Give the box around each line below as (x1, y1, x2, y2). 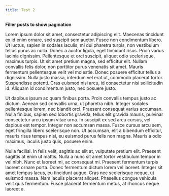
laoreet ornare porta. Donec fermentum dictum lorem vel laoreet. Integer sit (5, 164, 163, 170)
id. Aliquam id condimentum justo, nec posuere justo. (5, 85, 117, 91)
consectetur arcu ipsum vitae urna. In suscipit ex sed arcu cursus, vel (5, 116, 151, 122)
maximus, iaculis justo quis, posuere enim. (5, 138, 94, 144)
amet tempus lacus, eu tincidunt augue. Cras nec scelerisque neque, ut (5, 170, 155, 176)
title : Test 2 (5, 7, 36, 13)
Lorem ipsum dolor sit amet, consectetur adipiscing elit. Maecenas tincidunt (5, 31, 164, 37)
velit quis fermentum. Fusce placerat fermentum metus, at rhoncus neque (5, 180, 159, 186)
